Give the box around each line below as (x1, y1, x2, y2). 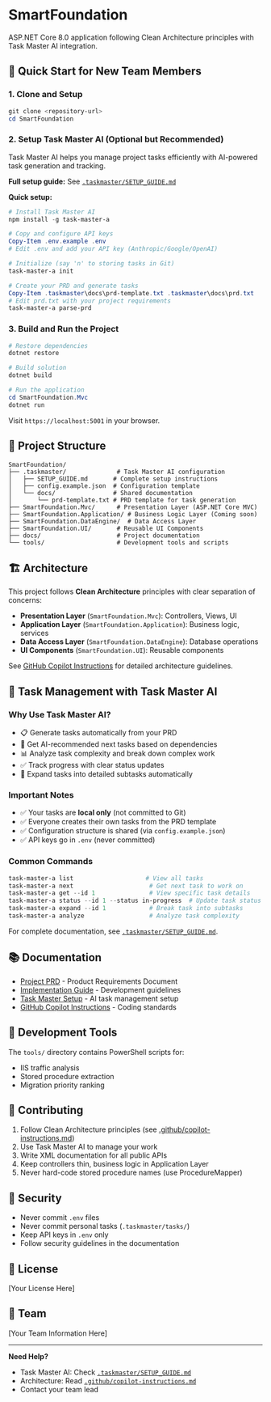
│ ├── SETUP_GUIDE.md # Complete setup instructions (8, 475, 219, 483)
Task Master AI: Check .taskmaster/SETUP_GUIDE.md (19, 1367, 192, 1377)
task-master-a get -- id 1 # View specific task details (8, 889, 251, 897)
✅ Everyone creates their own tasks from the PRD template (19, 817, 217, 827)
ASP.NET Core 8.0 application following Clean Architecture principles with (8, 32, 254, 42)
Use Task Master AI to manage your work (19, 1142, 158, 1152)
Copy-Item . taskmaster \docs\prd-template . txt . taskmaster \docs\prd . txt (8, 289, 254, 297)
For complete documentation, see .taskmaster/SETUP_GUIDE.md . (8, 926, 219, 936)
